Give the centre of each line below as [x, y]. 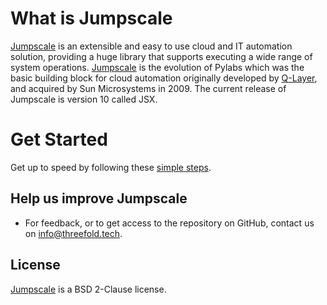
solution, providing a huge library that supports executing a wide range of [161, 56]
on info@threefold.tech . [73, 233]
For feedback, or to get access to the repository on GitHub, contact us [169, 223]
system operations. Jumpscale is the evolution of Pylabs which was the [157, 67]
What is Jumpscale [91, 18]
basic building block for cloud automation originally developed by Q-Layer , [164, 78]
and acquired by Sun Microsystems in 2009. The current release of [148, 88]
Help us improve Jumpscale [99, 198]
